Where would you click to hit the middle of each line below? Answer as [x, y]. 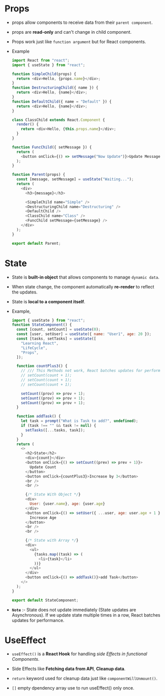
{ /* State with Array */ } [52, 541]
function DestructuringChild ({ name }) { [55, 88]
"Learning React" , [40, 343]
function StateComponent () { [42, 325]
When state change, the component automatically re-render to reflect [83, 286]
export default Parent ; [36, 243]
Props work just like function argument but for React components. [79, 41]
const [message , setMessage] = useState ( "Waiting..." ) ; [75, 179]
